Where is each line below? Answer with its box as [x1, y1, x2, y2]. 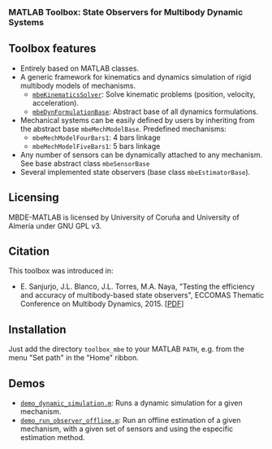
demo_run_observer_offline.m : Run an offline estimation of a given [19, 415, 241, 425]
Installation [8, 322, 67, 336]
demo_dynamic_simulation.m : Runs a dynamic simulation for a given [19, 398, 243, 408]
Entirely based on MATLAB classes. [19, 63, 140, 73]
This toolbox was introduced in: [8, 266, 114, 276]
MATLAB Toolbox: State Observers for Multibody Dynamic [8, 7, 244, 18]
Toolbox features [8, 41, 97, 55]
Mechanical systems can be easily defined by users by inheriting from [19, 115, 256, 124]
